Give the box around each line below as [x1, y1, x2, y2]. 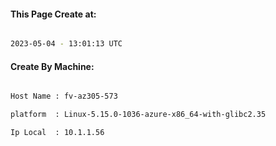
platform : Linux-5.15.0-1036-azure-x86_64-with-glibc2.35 [10, 110, 267, 120]
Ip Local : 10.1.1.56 [10, 128, 105, 138]
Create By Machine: [10, 60, 95, 72]
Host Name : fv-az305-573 [10, 91, 118, 102]
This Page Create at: [10, 8, 97, 20]
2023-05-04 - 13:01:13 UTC [10, 39, 123, 49]
